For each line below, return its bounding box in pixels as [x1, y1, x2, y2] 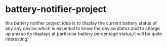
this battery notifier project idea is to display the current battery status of [5, 20, 157, 26]
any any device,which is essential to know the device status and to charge [5, 25, 160, 31]
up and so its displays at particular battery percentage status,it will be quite [5, 30, 162, 36]
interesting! [5, 36, 29, 42]
